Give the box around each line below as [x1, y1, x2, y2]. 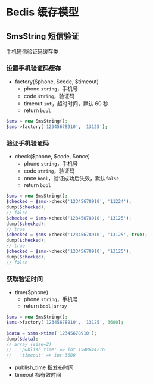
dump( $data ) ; [6, 336, 39, 342]
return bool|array [23, 302, 67, 310]
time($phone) [14, 289, 49, 296]
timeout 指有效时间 [14, 371, 61, 379]
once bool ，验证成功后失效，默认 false [23, 175, 119, 182]
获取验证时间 [6, 274, 43, 283]
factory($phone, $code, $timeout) [14, 78, 99, 85]
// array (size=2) [6, 341, 52, 347]
